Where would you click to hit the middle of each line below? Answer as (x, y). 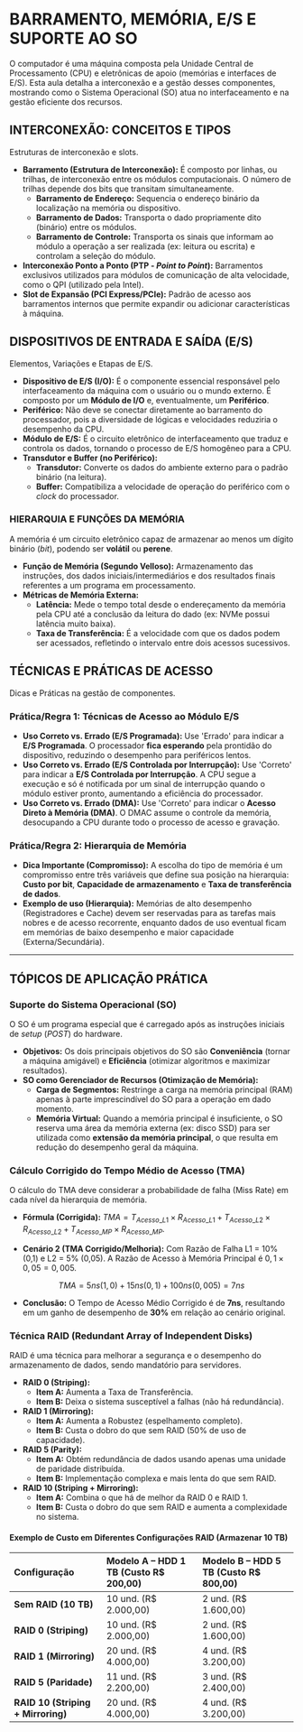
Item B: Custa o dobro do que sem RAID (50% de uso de (141, 1431)
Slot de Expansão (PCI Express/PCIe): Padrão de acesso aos (137, 294)
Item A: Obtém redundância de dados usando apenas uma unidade (161, 1459)
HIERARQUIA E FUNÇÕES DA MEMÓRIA (97, 519)
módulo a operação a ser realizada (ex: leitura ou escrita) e (145, 246)
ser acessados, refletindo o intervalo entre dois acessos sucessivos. (163, 643)
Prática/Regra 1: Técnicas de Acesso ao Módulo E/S (124, 716)
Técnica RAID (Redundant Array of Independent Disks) (131, 1336)
